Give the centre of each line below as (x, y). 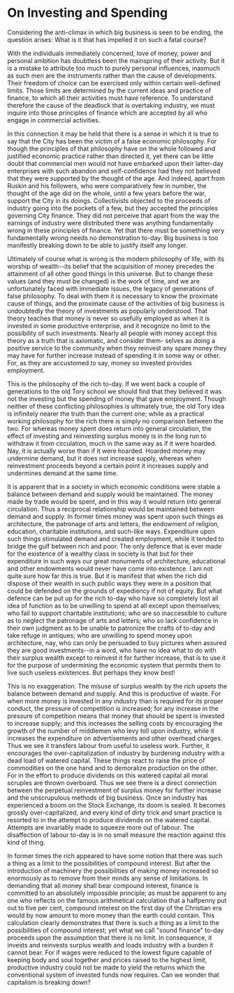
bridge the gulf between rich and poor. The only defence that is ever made (115, 546)
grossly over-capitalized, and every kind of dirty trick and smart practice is (115, 812)
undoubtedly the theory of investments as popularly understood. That (108, 311)
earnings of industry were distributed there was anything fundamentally (110, 223)
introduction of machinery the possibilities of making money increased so (113, 871)
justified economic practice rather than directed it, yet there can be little (111, 156)
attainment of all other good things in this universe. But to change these (110, 274)
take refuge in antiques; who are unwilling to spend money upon (100, 635)
